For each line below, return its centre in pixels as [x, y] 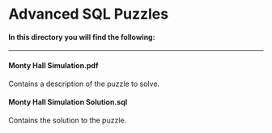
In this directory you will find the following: [82, 36]
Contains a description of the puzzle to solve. [84, 84]
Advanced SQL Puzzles [88, 14]
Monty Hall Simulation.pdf [53, 65]
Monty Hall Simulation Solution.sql [68, 102]
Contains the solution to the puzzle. [68, 120]
